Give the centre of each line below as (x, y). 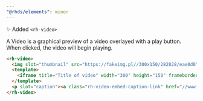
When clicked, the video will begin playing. (60, 47)
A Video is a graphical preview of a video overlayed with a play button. (94, 41)
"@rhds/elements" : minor (37, 12)
